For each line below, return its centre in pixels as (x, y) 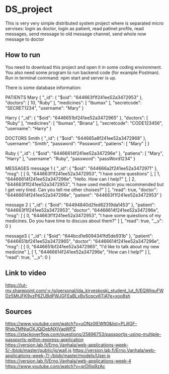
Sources (19, 311)
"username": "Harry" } (28, 128)
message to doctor (25, 39)
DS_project (29, 9)
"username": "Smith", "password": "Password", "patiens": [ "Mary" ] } (77, 143)
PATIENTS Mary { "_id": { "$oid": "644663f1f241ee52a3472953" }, (74, 97)
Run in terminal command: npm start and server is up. (61, 78)
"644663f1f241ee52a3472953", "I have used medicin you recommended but (84, 184)
